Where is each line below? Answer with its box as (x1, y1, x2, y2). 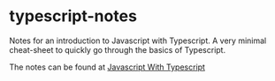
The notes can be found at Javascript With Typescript (9, 62, 206, 72)
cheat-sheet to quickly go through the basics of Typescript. (9, 44, 226, 55)
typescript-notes (9, 6, 137, 26)
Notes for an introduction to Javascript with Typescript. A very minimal (9, 35, 267, 46)
